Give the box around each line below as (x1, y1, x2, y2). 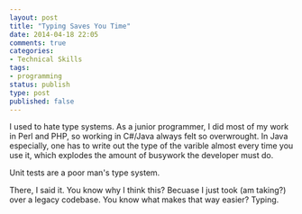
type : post (9, 88, 50, 97)
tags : (9, 64, 30, 73)
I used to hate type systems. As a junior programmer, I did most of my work (9, 121, 289, 132)
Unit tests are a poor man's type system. (9, 167, 160, 178)
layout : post (9, 13, 59, 22)
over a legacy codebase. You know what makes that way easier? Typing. (9, 194, 279, 205)
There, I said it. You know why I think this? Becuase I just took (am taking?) (9, 185, 287, 196)
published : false (9, 96, 75, 106)
